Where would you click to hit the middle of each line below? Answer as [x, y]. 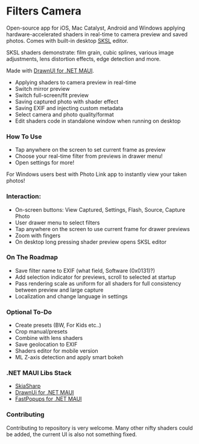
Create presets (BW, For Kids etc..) [58, 325]
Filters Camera [44, 11]
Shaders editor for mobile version [56, 351]
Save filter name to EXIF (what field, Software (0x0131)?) [85, 270]
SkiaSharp [28, 386]
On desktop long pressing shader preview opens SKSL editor [91, 242]
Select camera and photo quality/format [64, 114]
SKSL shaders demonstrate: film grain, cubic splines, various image [90, 52]
